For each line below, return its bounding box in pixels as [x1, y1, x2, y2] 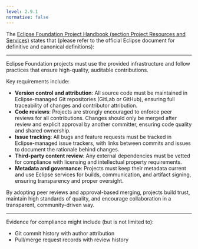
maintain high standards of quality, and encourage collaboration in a [6, 195, 171, 202]
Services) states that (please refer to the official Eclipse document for [6, 37, 175, 44]
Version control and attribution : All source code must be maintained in [14, 89, 187, 96]
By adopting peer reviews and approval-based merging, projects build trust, [6, 189, 190, 196]
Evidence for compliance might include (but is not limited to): [6, 218, 154, 225]
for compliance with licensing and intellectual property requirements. [14, 158, 182, 166]
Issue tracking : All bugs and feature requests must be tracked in [14, 133, 172, 140]
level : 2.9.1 [6, 8, 38, 15]
